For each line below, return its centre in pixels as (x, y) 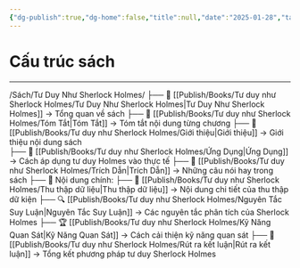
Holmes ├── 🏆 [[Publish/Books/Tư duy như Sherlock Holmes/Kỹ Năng (140, 222)
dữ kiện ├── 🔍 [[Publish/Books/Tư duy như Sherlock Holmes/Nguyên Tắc (146, 199)
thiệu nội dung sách (46, 142)
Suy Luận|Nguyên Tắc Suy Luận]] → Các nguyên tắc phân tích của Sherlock (150, 212)
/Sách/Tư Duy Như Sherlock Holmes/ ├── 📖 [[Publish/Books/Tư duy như (143, 94)
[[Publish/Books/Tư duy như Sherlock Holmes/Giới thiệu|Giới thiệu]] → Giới (146, 132)
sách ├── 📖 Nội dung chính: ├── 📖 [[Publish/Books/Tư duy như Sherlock (144, 180)
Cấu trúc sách (62, 61)
